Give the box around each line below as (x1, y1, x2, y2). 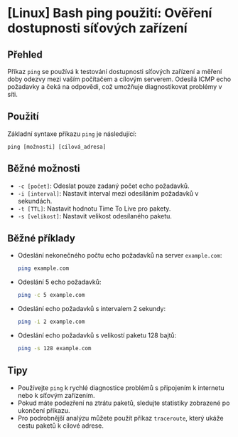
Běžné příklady (7, 233, 76, 245)
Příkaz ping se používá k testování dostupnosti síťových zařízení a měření (7, 68, 222, 75)
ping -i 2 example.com (17, 318, 85, 325)
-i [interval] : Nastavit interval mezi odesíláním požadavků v (17, 189, 199, 197)
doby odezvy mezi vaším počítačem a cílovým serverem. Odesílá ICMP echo (7, 75, 232, 83)
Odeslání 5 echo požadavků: (17, 278, 102, 286)
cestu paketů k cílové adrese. (17, 421, 104, 430)
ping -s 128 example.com (17, 345, 92, 352)
